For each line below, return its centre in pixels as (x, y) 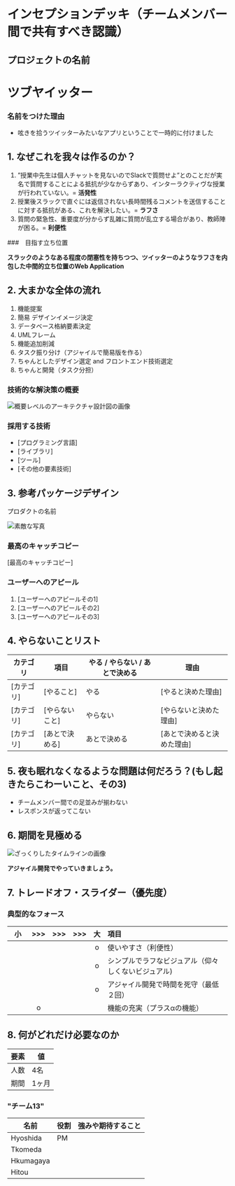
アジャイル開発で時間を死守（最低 (163, 984)
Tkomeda (26, 1149)
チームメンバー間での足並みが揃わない (72, 802)
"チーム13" (26, 1105)
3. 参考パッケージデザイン (63, 493)
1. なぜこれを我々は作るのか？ (72, 157)
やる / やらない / (115, 662)
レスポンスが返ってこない (54, 811)
